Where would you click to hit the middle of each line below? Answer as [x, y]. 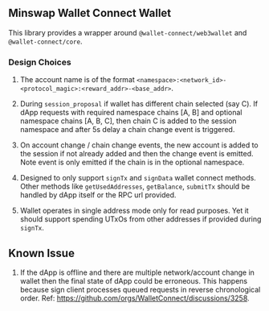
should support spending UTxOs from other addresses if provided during [141, 219]
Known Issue [41, 253]
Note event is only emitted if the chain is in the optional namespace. [132, 162]
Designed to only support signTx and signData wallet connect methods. [138, 178]
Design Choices [40, 62]
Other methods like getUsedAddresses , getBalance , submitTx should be [135, 187]
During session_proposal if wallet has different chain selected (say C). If [139, 104]
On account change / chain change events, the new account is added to [139, 145]
